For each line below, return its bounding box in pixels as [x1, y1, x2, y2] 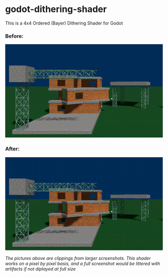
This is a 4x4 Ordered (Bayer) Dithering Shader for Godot [5, 20, 123, 26]
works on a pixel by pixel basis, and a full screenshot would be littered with [5, 260, 160, 266]
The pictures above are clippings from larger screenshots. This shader [5, 255, 151, 261]
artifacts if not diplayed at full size [5, 266, 76, 272]
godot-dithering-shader [5, 4, 107, 15]
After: [5, 145, 20, 152]
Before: [5, 33, 24, 40]
